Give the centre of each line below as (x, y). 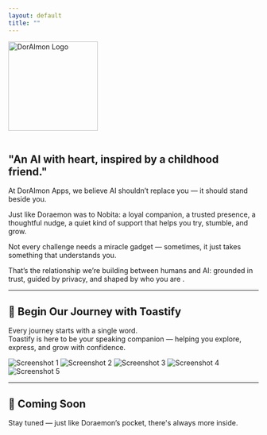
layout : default (35, 15)
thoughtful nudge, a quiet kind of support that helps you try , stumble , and (128, 223)
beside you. (27, 199)
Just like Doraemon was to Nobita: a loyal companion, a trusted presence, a (132, 214)
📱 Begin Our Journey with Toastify (95, 312)
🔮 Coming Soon (47, 404)
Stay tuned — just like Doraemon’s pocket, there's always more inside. (123, 422)
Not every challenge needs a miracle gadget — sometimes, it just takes (125, 247)
